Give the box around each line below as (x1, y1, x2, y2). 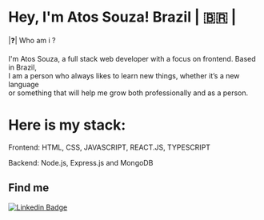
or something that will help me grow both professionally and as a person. (8, 88, 249, 98)
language (8, 79, 39, 89)
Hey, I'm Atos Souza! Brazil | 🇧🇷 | (8, 8, 237, 26)
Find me (8, 181, 50, 195)
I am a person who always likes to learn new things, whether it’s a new (8, 70, 240, 80)
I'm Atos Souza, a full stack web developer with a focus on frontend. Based (8, 54, 256, 63)
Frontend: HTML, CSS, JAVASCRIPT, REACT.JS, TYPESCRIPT (8, 142, 210, 152)
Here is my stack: (8, 116, 126, 134)
